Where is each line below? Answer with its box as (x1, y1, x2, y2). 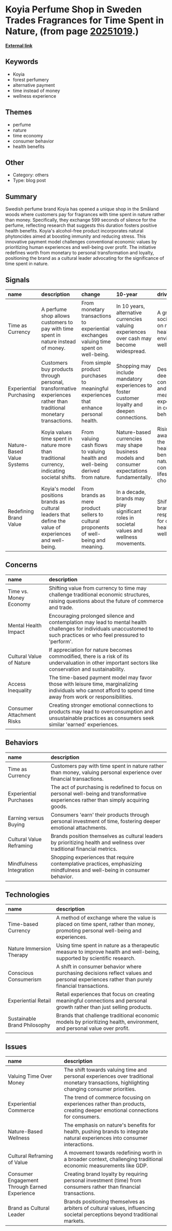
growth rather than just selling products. (56, 1004, 153, 1011)
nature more (41, 441, 71, 449)
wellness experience (12, 93, 56, 99)
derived (81, 467, 100, 474)
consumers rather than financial (63, 1183, 141, 1190)
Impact (8, 628, 25, 635)
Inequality (8, 687, 32, 694)
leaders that (41, 511, 70, 518)
